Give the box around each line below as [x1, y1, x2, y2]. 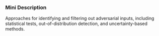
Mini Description [5, 4, 47, 11]
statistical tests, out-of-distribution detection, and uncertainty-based [5, 20, 147, 26]
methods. [5, 26, 25, 32]
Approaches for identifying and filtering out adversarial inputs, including [5, 15, 154, 21]
